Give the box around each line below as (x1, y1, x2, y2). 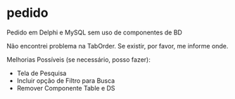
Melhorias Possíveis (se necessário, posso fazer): (6, 55, 151, 64)
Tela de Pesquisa (16, 69, 67, 77)
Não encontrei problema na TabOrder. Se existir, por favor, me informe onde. (6, 41, 229, 50)
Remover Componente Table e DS (16, 84, 115, 92)
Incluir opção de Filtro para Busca (16, 76, 115, 85)
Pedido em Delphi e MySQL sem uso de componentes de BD (6, 28, 182, 37)
